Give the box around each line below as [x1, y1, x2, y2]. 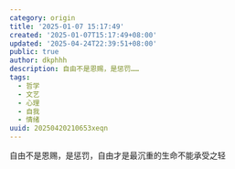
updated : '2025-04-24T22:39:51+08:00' [9, 38, 157, 48]
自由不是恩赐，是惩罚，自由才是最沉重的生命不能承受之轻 [9, 150, 226, 161]
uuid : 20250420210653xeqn [9, 124, 108, 133]
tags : [9, 73, 30, 82]
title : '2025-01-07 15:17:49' [9, 22, 125, 31]
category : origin [9, 13, 76, 23]
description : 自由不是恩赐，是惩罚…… [9, 65, 140, 74]
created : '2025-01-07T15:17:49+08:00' [9, 30, 157, 39]
